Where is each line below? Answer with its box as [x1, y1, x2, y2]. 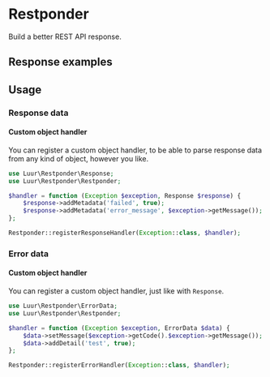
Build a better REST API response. [8, 32, 122, 41]
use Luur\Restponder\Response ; [8, 169, 114, 178]
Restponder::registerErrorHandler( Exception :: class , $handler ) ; [8, 362, 230, 370]
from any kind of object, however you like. [8, 153, 149, 163]
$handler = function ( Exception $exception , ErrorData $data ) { [8, 323, 230, 332]
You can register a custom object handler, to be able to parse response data [8, 145, 262, 155]
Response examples [8, 55, 114, 69]
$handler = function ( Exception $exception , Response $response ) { [8, 191, 242, 199]
